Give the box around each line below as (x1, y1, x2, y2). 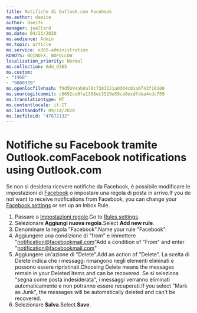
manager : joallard (6, 25, 51, 31)
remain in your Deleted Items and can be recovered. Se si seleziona (14, 270, 179, 277)
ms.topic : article (6, 42, 51, 48)
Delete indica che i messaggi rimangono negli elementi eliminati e (14, 257, 174, 265)
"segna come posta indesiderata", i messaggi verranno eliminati (14, 276, 170, 283)
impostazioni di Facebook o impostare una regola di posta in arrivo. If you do (6, 190, 191, 197)
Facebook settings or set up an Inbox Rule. (6, 202, 110, 209)
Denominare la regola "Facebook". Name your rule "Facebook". (14, 226, 167, 233)
